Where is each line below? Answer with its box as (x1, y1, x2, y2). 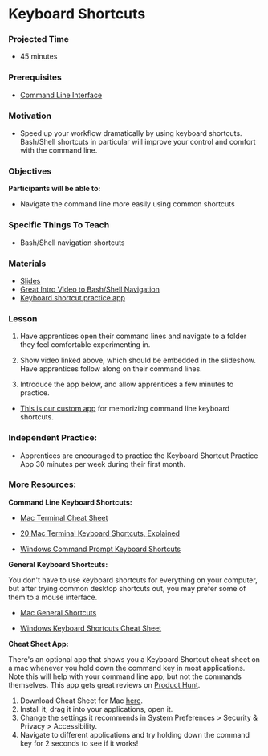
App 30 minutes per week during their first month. (19, 459, 186, 468)
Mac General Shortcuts (19, 607, 97, 617)
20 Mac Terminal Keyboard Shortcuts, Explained (19, 528, 181, 538)
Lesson (8, 313, 38, 324)
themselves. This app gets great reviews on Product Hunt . (8, 680, 201, 689)
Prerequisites (8, 72, 62, 83)
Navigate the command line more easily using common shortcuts (19, 199, 235, 209)
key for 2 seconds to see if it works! (19, 738, 139, 748)
